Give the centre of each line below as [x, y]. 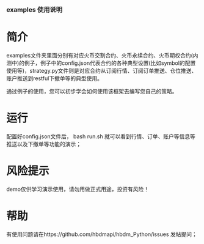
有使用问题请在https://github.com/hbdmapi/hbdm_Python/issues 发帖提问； [102, 234]
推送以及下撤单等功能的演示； [44, 144]
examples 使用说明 [35, 9]
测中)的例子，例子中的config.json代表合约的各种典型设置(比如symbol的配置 [101, 63]
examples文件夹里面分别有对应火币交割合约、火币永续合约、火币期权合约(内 [102, 55]
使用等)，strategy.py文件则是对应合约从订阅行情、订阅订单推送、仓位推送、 [102, 70]
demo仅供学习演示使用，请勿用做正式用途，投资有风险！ [78, 189]
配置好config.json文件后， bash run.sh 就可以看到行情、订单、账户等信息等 [101, 136]
